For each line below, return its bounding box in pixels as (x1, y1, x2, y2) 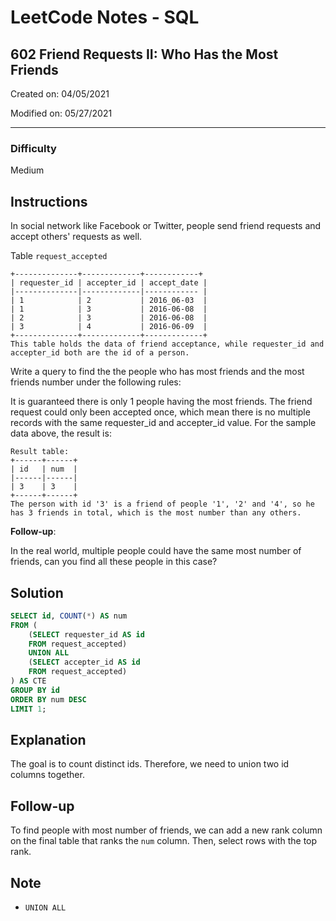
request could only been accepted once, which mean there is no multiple (10, 406, 311, 418)
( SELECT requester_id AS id (28, 629, 145, 640)
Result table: (10, 447, 70, 457)
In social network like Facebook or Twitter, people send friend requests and (10, 220, 322, 232)
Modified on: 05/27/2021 (10, 107, 113, 119)
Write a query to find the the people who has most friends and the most (10, 366, 305, 378)
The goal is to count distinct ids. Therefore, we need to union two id (10, 758, 290, 770)
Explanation (10, 731, 87, 748)
